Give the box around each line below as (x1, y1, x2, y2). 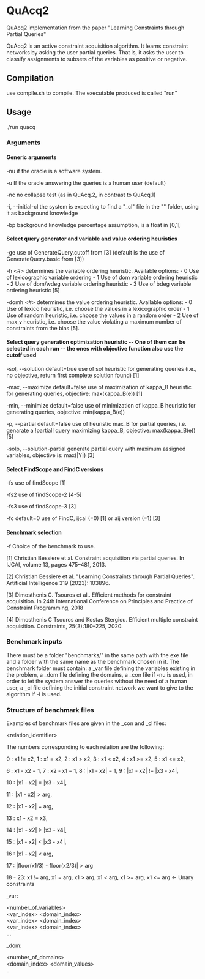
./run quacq (6, 123, 36, 130)
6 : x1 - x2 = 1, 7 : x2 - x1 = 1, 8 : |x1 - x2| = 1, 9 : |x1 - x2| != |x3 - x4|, (6, 767, 179, 775)
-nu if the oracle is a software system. (6, 167, 102, 174)
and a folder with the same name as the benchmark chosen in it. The (6, 658, 179, 665)
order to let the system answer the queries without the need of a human (6, 677, 188, 685)
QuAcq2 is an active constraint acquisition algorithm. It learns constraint (6, 42, 188, 50)
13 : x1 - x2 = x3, (6, 814, 48, 822)
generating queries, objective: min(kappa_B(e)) (6, 408, 125, 416)
